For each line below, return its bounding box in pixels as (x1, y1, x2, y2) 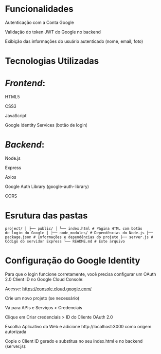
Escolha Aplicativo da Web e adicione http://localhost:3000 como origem (5, 323, 152, 329)
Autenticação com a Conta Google (5, 19, 74, 25)
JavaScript (5, 113, 27, 119)
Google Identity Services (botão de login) (5, 122, 88, 128)
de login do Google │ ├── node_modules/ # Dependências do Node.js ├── (5, 230, 153, 235)
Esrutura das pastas (5, 210, 88, 221)
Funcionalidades (5, 3, 74, 15)
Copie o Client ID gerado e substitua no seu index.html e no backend (5, 338, 143, 344)
